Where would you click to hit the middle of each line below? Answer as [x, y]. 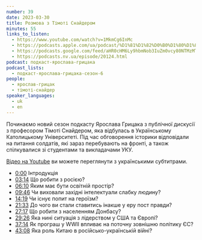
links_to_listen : [28, 34]
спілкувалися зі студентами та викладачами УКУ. [70, 149]
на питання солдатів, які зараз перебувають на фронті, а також [87, 143]
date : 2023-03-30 [28, 17]
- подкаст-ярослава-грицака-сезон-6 [57, 73]
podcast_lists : [25, 68]
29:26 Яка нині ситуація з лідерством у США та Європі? [86, 218]
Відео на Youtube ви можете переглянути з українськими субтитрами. [97, 161]
